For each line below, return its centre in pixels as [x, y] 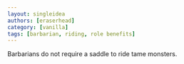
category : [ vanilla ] [38, 27]
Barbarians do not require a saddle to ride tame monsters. [92, 54]
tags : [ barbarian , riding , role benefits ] [71, 34]
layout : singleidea [36, 14]
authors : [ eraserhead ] [41, 21]
